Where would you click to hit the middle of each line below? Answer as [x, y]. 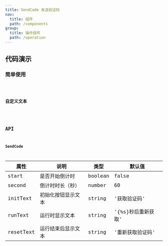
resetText [21, 232]
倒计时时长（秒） [60, 186]
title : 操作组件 [25, 33]
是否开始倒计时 [57, 176]
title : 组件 [21, 19]
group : [12, 28]
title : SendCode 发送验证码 [32, 10]
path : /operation [28, 38]
